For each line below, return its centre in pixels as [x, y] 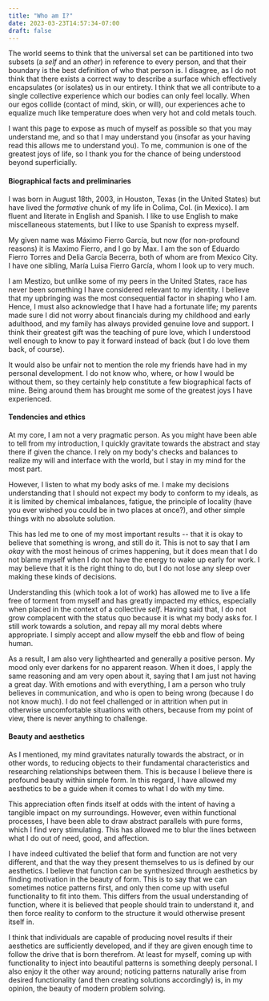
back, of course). [37, 349]
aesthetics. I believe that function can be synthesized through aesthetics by [133, 870]
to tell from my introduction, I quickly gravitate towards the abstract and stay [134, 443]
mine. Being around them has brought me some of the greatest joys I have [130, 390]
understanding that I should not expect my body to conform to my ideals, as [133, 493]
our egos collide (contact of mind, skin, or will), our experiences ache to [127, 104]
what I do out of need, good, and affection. [79, 838]
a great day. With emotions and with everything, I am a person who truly [127, 684]
